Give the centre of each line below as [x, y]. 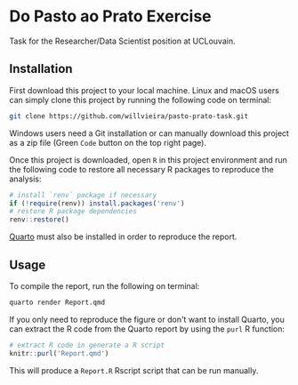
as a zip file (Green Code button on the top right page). [108, 142]
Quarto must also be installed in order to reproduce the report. [123, 237]
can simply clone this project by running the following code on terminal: [140, 100]
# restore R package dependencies [73, 212]
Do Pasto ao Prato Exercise [110, 16]
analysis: [25, 179]
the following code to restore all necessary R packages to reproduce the [141, 169]
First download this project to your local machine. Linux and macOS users [145, 90]
